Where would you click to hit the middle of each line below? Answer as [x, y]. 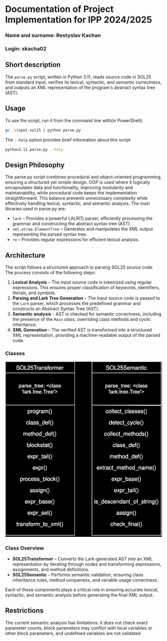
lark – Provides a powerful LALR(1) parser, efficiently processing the [83, 218]
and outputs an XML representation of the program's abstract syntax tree [80, 87]
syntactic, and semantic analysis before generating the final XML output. [80, 595]
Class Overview [25, 548]
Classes [15, 353]
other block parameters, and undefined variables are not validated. [74, 633]
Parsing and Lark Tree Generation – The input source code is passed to [86, 298]
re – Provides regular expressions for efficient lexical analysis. [76, 240]
